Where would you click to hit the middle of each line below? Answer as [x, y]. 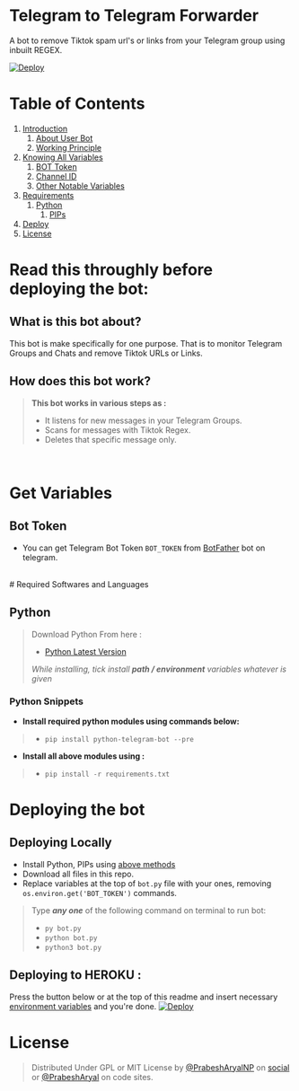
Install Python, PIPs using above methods [99, 864]
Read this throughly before [111, 270]
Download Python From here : [86, 634]
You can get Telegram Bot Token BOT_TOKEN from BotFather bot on [144, 548]
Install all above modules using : [84, 756]
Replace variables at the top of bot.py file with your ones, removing [147, 883]
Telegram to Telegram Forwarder [134, 16]
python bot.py [71, 938]
